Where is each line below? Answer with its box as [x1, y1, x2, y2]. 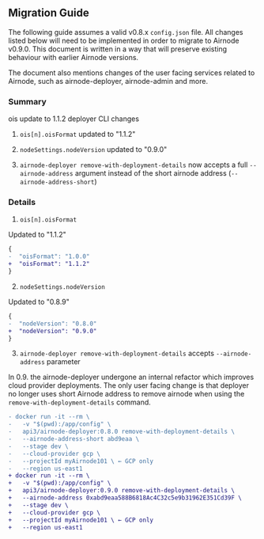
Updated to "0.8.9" [8, 297, 70, 306]
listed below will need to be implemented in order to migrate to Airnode [8, 36, 239, 45]
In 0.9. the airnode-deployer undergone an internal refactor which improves [8, 372, 255, 382]
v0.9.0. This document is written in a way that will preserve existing [8, 44, 228, 54]
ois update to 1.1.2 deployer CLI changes [8, 114, 140, 123]
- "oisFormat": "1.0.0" [8, 252, 90, 260]
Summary [8, 96, 47, 107]
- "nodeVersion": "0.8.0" [8, 320, 97, 328]
